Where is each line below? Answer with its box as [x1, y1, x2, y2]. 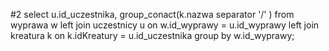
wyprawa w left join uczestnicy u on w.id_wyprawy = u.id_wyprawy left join [10, 19, 320, 31]
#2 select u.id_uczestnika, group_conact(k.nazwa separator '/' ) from [10, 9, 295, 20]
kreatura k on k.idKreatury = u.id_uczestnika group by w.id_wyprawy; [10, 30, 295, 41]
